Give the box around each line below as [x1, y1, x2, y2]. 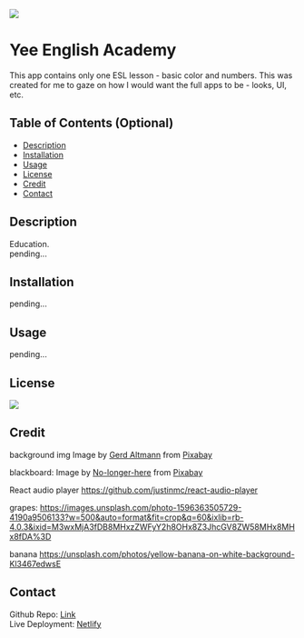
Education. [9, 238, 50, 249]
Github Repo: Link [9, 609, 76, 620]
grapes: [9, 502, 38, 513]
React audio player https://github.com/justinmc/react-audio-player [9, 484, 259, 495]
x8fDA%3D [9, 531, 52, 542]
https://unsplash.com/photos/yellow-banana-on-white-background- [39, 548, 295, 559]
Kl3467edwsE [9, 558, 62, 569]
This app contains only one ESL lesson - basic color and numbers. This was [9, 69, 293, 81]
